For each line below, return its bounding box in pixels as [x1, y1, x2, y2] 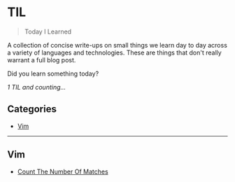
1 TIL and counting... [7, 83, 66, 91]
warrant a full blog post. [7, 55, 76, 64]
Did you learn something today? [7, 69, 99, 78]
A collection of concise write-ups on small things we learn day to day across [7, 41, 227, 49]
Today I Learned [24, 27, 72, 36]
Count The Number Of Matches [17, 167, 108, 176]
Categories [7, 103, 57, 115]
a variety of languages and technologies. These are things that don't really [7, 48, 222, 57]
